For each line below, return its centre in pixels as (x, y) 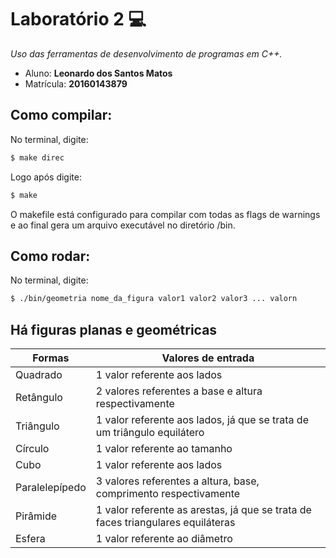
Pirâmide (36, 516)
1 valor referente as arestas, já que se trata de (203, 509)
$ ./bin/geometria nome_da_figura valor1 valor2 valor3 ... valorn (154, 299)
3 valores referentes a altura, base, (177, 481)
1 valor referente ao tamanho (164, 448)
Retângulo (39, 397)
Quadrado (39, 374)
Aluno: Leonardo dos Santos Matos (98, 73)
